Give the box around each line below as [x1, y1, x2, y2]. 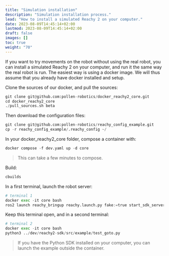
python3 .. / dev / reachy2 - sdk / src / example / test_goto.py [5, 231, 121, 236]
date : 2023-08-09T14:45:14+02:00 [5, 21, 75, 27]
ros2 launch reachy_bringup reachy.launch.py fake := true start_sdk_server [5, 202, 165, 208]
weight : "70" [5, 45, 33, 50]
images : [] [5, 36, 28, 41]
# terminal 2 [5, 221, 33, 226]
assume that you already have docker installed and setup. [5, 74, 125, 80]
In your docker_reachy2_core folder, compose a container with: [5, 136, 137, 142]
